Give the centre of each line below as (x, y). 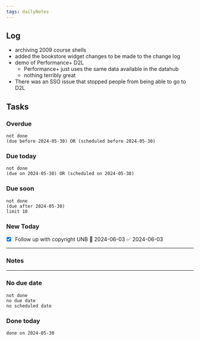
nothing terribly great (50, 76)
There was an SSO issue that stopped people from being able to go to (100, 82)
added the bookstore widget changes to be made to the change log (97, 57)
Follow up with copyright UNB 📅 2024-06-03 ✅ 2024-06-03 (89, 239)
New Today (23, 226)
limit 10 (17, 211)
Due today (21, 157)
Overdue (19, 124)
